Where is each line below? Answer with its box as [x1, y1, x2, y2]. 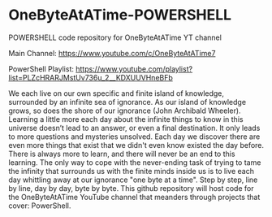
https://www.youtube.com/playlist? [76, 63, 193, 74]
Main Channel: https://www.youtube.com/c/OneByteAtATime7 [8, 48, 216, 58]
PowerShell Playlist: [8, 63, 75, 74]
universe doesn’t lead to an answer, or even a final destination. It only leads [8, 123, 261, 132]
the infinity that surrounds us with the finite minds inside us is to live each [8, 166, 254, 176]
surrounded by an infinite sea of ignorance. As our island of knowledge [8, 97, 246, 106]
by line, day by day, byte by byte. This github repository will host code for [8, 183, 254, 193]
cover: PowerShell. [8, 201, 71, 210]
